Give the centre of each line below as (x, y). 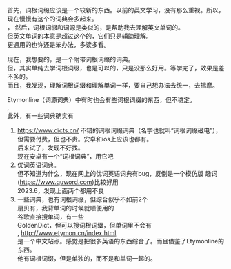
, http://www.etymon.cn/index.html (67, 233)
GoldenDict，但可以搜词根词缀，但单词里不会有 (84, 225)
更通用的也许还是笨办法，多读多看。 (59, 44)
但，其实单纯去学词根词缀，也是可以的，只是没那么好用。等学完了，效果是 (113, 68)
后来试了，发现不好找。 (50, 148)
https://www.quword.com (56, 182)
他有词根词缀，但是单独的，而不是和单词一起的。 (87, 258)
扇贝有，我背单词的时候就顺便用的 (66, 208)
